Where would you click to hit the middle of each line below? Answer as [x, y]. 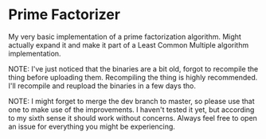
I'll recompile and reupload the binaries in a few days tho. [102, 86]
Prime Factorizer [65, 15]
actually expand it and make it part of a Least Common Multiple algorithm [129, 44]
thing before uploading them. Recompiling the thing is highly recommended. [133, 77]
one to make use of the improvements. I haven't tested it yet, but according [131, 110]
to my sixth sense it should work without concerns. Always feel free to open [133, 118]
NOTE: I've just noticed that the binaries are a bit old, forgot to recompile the [133, 68]
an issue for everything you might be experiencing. [92, 126]
